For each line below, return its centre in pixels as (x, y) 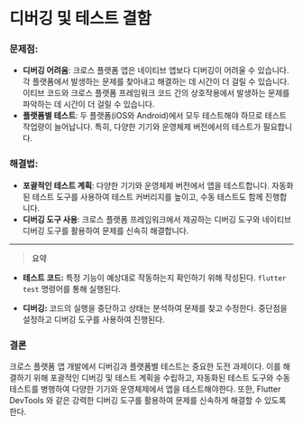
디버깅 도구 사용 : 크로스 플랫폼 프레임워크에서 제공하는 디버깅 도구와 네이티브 (156, 219)
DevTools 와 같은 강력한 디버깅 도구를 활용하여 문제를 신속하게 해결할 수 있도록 (148, 401)
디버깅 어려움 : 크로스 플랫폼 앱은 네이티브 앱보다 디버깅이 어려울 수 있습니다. (156, 71)
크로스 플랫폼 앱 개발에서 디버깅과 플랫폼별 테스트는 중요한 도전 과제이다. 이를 (145, 366)
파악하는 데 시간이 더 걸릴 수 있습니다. (88, 104)
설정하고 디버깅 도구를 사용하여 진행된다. (93, 319)
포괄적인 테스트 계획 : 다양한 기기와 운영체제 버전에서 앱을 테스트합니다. (146, 185)
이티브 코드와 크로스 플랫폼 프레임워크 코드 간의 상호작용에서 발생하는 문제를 (156, 93)
